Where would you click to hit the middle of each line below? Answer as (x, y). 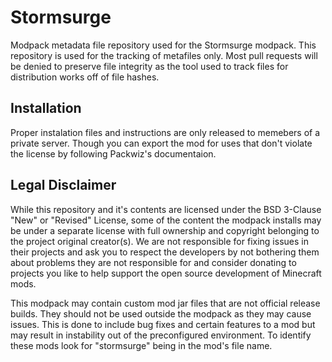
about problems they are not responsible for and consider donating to (153, 262)
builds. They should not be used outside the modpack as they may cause (161, 313)
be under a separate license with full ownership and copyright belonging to (165, 230)
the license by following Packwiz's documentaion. (113, 153)
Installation (46, 108)
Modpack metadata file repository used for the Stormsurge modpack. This (163, 45)
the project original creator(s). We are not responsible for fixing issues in (159, 241)
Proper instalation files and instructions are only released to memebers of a (165, 132)
